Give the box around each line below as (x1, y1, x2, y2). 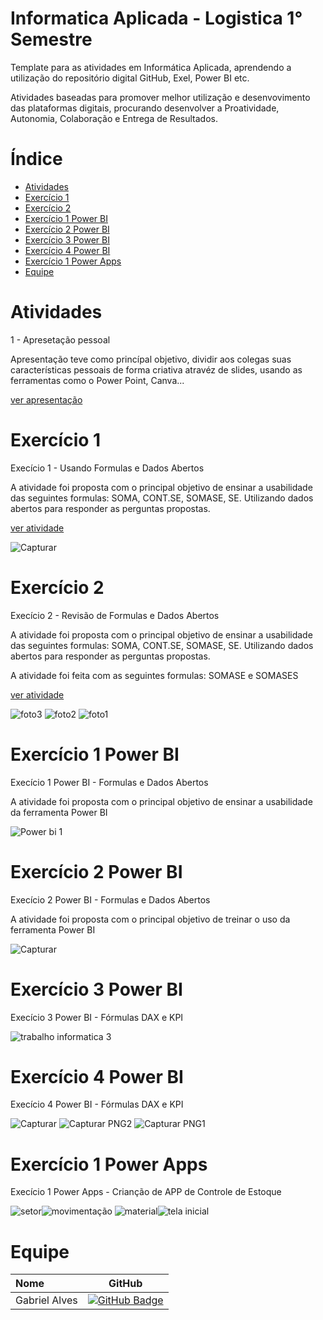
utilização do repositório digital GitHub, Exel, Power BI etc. (10, 72, 250, 84)
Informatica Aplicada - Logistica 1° (10, 7, 303, 30)
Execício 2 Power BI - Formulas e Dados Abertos (10, 893, 211, 906)
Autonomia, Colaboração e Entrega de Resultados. (10, 112, 218, 124)
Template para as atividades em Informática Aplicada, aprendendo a (10, 61, 292, 73)
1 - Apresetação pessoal (10, 333, 111, 346)
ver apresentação (10, 393, 83, 406)
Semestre (10, 28, 93, 51)
